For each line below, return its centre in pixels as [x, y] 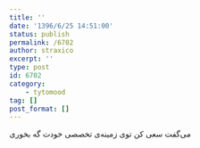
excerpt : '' [31, 59]
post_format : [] [39, 109]
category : [28, 84]
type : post [29, 68]
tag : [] [24, 100]
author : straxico [42, 51]
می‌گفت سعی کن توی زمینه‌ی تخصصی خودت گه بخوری [100, 134]
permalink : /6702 [42, 42]
